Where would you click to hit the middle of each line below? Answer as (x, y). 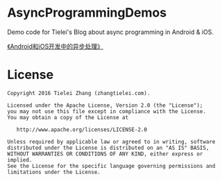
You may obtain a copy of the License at (68, 117)
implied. (20, 160)
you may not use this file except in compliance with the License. (107, 111)
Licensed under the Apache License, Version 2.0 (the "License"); (105, 105)
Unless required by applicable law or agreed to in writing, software (111, 141)
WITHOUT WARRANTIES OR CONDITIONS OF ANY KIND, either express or (105, 154)
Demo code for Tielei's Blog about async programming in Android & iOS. (110, 32)
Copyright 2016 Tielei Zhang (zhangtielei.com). (79, 93)
